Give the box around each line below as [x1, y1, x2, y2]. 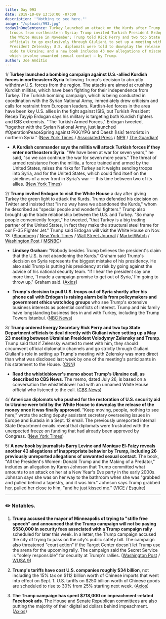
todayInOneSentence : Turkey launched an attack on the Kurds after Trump [5, 26, 161, 31]
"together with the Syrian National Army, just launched [5, 124, 116, 130]
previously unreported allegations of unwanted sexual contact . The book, [5, 454, 159, 460]
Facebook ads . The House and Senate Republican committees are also [12, 598, 157, 604]
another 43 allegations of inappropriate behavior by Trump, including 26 [5, 448, 157, 454]
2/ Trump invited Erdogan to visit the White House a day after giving [5, 191, 147, 197]
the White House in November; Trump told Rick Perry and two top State [9, 35, 161, 40]
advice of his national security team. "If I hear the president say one [12, 268, 151, 275]
